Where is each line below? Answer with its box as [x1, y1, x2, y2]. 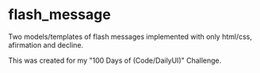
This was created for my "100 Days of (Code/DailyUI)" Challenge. [8, 56, 222, 65]
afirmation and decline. [8, 40, 84, 49]
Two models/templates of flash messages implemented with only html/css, [8, 32, 252, 41]
